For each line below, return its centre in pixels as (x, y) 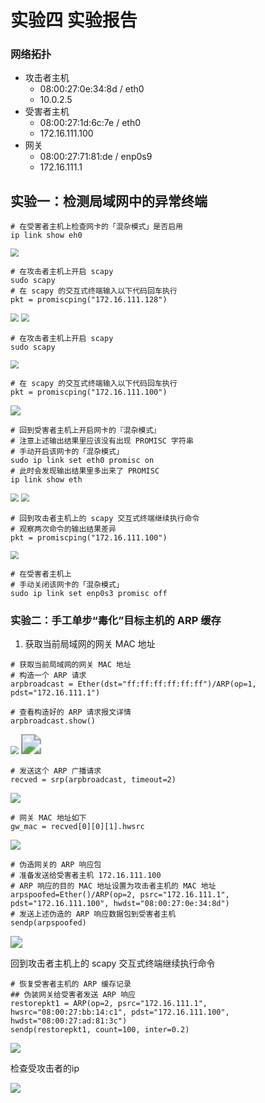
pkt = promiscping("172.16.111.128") (89, 300)
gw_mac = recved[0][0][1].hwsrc (77, 826)
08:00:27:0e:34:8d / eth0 (92, 89)
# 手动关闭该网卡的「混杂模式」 (67, 584)
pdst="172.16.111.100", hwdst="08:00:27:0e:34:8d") (120, 903)
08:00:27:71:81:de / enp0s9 (96, 157)
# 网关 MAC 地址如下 (48, 817)
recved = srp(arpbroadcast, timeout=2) (93, 779)
